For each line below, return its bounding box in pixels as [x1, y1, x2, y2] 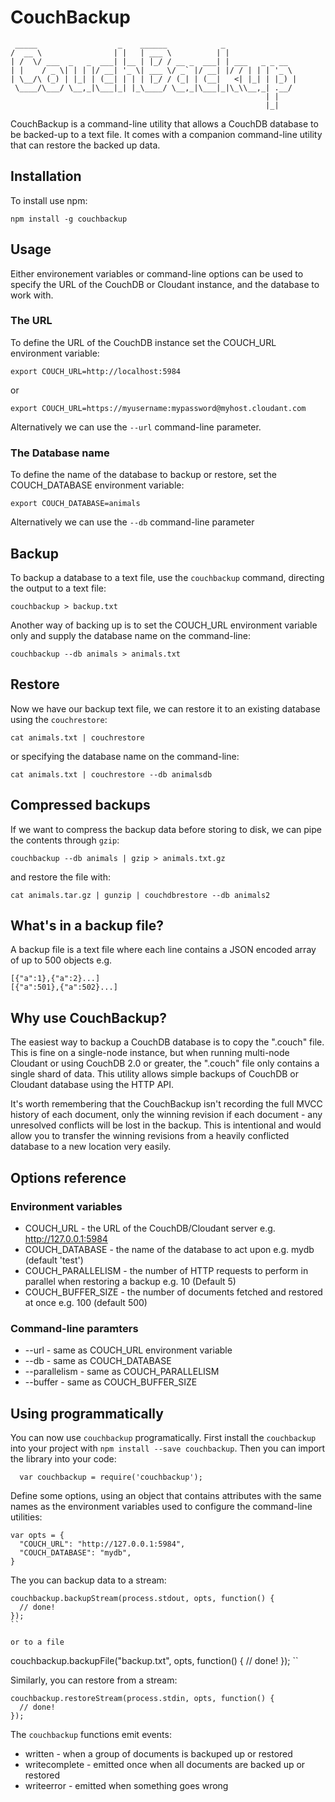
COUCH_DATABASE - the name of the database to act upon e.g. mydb [24, 1243, 315, 1255]
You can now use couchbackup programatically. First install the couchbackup [10, 1432, 317, 1444]
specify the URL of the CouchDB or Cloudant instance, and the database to [10, 278, 320, 290]
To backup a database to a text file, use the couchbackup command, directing [10, 571, 325, 583]
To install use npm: [10, 194, 88, 206]
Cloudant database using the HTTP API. [10, 1079, 175, 1091]
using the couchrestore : [10, 713, 108, 725]
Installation [10, 168, 82, 185]
